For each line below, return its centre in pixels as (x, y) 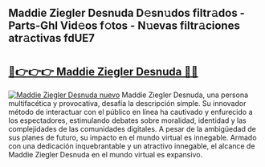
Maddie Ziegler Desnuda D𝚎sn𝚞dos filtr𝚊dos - (126, 13)
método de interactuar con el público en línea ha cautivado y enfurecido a (130, 112)
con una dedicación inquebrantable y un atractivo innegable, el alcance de (132, 146)
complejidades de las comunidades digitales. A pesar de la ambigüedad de (132, 129)
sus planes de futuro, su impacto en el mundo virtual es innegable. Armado (132, 137)
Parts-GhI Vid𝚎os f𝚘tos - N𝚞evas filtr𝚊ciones (124, 26)
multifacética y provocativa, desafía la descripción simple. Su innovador (127, 103)
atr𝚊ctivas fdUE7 (51, 38)
